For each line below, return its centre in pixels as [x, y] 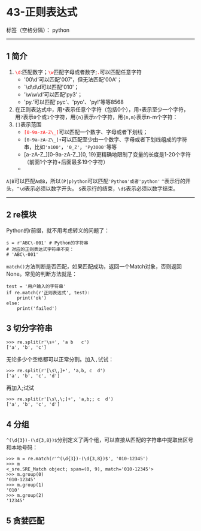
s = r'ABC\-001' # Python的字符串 [47, 243]
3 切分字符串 [29, 328]
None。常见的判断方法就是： [42, 274]
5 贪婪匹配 [25, 521]
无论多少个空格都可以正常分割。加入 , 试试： [60, 360]
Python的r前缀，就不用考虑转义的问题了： [58, 230]
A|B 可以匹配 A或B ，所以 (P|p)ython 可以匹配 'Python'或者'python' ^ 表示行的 [96, 181]
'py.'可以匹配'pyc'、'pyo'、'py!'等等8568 [74, 102]
